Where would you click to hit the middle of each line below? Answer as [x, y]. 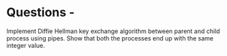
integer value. [26, 45]
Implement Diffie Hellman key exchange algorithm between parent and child [113, 31]
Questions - [41, 12]
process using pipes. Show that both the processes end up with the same [110, 38]
